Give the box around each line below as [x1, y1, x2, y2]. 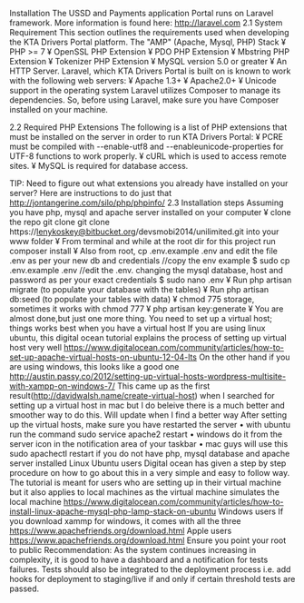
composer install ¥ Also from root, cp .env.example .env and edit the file [9, 245, 279, 256]
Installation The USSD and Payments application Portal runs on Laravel [9, 8, 274, 18]
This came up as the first [117, 381, 211, 391]
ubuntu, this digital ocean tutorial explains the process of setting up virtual [9, 332, 288, 343]
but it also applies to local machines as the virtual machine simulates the [9, 487, 279, 498]
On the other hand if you [199, 351, 290, 362]
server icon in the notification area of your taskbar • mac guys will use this [9, 439, 289, 449]
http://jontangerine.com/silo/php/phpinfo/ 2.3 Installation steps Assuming [9, 197, 284, 208]
